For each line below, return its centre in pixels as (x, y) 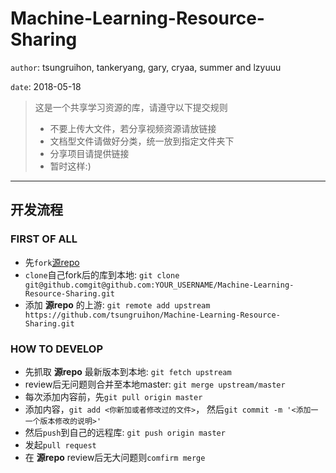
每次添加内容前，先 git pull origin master (113, 396)
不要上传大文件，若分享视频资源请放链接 (133, 128)
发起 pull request (60, 444)
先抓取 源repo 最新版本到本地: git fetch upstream (128, 371)
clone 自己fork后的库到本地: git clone (102, 274)
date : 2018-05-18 (46, 86)
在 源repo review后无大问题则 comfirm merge (115, 457)
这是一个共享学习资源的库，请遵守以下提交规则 (131, 107)
